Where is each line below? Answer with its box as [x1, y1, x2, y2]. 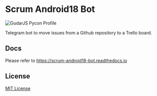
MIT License [5, 85, 31, 91]
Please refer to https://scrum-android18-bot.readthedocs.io [5, 57, 127, 63]
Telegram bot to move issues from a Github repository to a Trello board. [5, 29, 152, 35]
